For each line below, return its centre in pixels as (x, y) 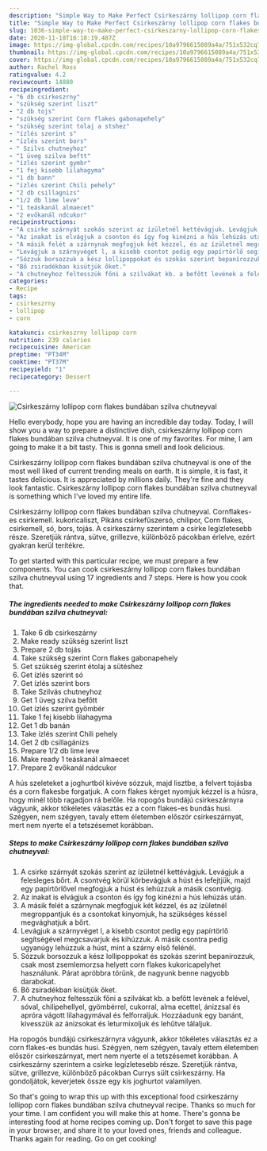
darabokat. (38, 981)
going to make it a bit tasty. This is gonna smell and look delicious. (117, 447)
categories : (29, 281)
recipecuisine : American (50, 347)
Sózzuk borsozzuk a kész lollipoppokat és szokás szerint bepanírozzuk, (138, 956)
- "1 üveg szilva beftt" (50, 156)
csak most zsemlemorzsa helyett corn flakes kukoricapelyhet (120, 964)
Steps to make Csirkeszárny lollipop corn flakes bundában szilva (119, 843)
